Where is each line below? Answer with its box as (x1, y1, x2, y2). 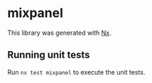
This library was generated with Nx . (7, 28, 112, 37)
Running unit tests (7, 49, 90, 61)
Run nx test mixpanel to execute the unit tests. (7, 67, 146, 76)
